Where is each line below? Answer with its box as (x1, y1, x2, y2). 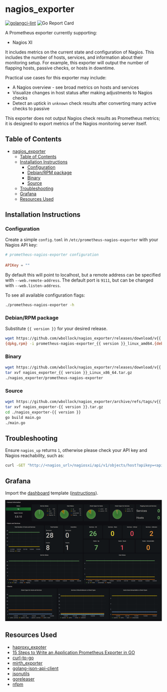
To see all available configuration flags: (5, 292, 85, 298)
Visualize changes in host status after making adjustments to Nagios (12, 89, 153, 95)
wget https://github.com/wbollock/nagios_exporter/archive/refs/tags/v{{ (5, 399, 162, 404)
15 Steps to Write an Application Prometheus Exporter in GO (12, 649, 135, 655)
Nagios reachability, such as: (5, 453, 65, 459)
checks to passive (12, 105, 50, 111)
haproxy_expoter (12, 644, 47, 650)
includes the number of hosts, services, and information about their (5, 54, 143, 60)
